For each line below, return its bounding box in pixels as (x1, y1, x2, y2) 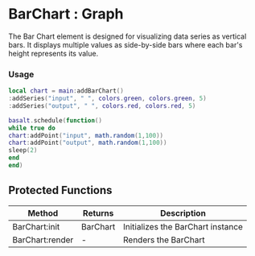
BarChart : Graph (8, 5, 124, 23)
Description (159, 207, 207, 218)
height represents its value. (8, 48, 99, 58)
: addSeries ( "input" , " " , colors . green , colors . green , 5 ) (8, 94, 207, 103)
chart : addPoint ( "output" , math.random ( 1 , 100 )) (8, 138, 167, 147)
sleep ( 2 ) (8, 147, 38, 155)
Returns (83, 207, 114, 218)
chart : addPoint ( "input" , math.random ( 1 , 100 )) (8, 131, 163, 139)
